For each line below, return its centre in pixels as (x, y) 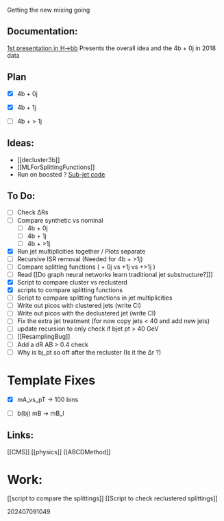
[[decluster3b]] (38, 159)
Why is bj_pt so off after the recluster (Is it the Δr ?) (89, 352)
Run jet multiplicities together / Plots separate (81, 251)
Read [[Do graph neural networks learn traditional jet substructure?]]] (115, 274)
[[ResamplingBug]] (43, 337)
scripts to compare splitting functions (70, 290)
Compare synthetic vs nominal (60, 220)
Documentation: (42, 31)
